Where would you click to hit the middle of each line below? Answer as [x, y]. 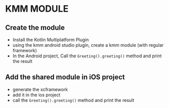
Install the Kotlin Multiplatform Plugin [51, 40]
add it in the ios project [36, 95]
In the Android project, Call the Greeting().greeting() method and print [87, 56]
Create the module [35, 28]
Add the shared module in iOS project [65, 77]
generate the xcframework [40, 89]
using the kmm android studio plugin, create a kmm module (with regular [88, 45]
